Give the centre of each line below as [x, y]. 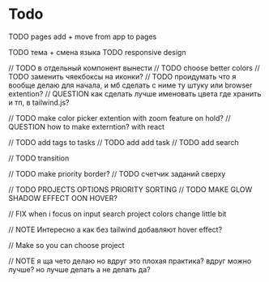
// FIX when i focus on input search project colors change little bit [117, 214]
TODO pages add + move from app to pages [83, 36]
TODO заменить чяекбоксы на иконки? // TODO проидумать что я [122, 76]
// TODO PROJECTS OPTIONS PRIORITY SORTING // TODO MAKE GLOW [130, 189]
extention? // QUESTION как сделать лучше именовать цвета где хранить [135, 93]
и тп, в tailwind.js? [39, 102]
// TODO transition [39, 158]
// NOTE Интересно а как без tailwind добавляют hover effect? [115, 229]
